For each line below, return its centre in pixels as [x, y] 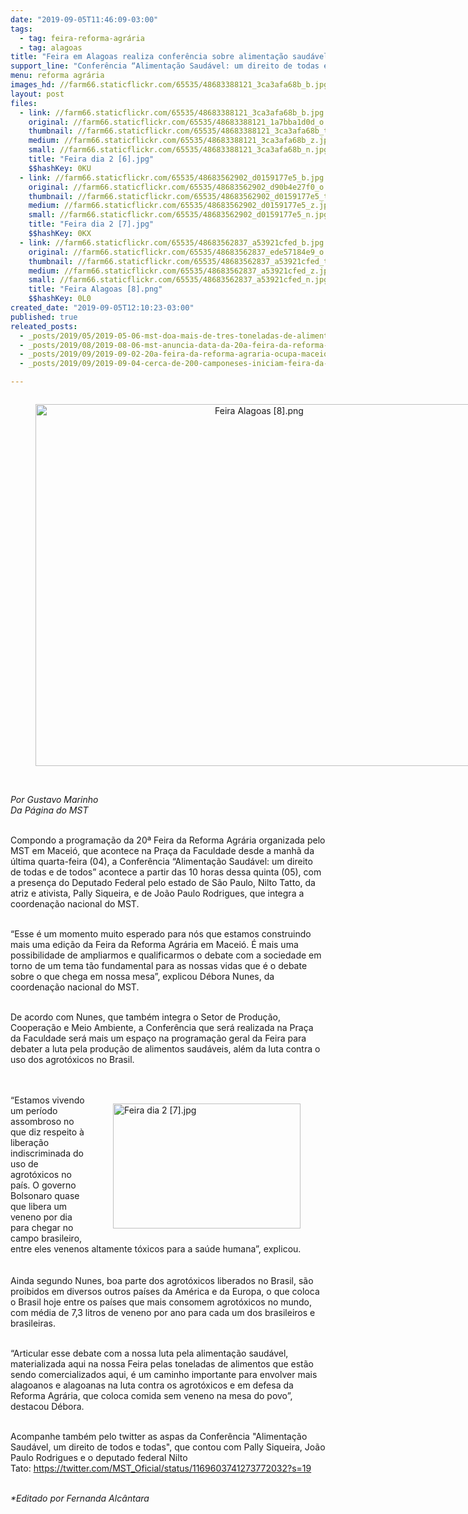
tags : [21, 29]
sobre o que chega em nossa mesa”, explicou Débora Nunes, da [142, 976]
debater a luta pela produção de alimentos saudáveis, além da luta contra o [165, 1049]
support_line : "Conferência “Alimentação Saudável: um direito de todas [165, 66]
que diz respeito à [47, 1132]
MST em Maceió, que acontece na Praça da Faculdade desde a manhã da [162, 850]
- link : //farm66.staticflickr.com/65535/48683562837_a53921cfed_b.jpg [172, 242]
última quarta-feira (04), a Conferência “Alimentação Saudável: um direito [161, 861]
